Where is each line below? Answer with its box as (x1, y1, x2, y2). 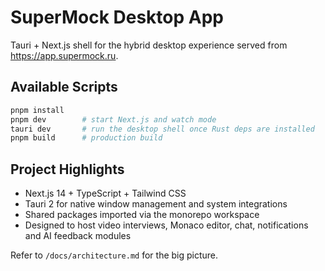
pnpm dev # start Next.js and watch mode (10, 114, 217, 125)
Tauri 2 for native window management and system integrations (24, 198, 288, 210)
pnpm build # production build (10, 133, 163, 143)
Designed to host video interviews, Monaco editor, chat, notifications (24, 219, 309, 231)
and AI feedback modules (24, 230, 132, 242)
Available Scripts (10, 79, 118, 96)
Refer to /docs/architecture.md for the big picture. (10, 249, 219, 261)
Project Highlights (10, 161, 125, 178)
